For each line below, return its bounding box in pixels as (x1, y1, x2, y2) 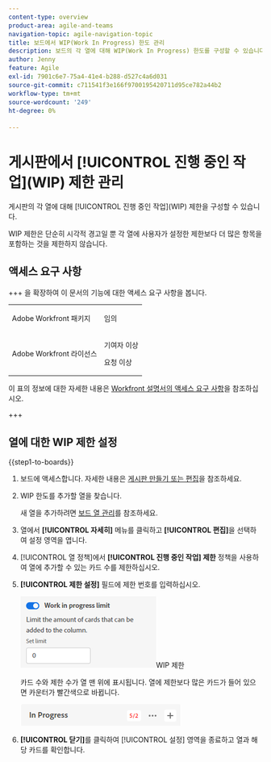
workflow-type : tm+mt (8, 90, 81, 98)
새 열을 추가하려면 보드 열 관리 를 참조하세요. (19, 508, 159, 518)
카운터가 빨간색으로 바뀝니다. (28, 688, 119, 697)
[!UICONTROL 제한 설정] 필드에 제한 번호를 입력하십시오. (19, 580, 201, 589)
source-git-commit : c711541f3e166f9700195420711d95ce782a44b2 (8, 81, 222, 89)
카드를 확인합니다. (28, 745, 85, 755)
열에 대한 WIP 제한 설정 (8, 435, 118, 449)
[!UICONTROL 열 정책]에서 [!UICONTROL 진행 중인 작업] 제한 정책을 (19, 552, 238, 562)
